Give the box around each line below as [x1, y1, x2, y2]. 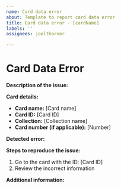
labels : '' [6, 25, 33, 32]
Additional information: [6, 177, 65, 184]
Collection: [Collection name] [14, 118, 88, 125]
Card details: [6, 93, 39, 100]
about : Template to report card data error [6, 14, 116, 20]
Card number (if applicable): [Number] [14, 124, 111, 131]
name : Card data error [6, 8, 62, 15]
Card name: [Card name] [14, 105, 77, 112]
